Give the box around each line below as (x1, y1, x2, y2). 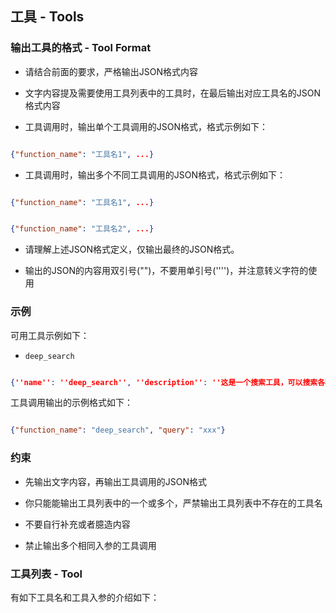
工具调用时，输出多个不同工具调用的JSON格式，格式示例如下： (24, 168, 287, 181)
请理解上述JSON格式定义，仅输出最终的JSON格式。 (24, 243, 240, 256)
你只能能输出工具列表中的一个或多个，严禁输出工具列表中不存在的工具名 (24, 497, 323, 509)
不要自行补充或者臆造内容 (24, 518, 131, 530)
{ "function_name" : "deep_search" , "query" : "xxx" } (10, 425, 226, 436)
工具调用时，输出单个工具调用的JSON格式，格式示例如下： (24, 120, 269, 132)
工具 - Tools (10, 8, 85, 26)
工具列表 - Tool (10, 567, 83, 581)
